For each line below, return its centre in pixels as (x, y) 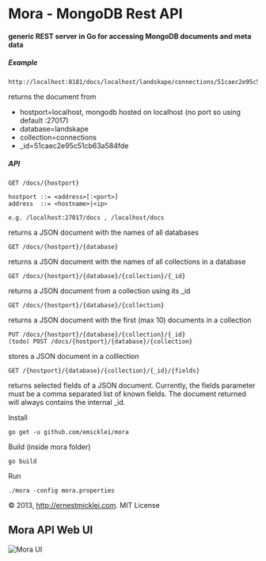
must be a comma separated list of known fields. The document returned (127, 394)
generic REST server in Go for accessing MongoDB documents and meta (130, 36)
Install (18, 418)
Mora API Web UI (51, 530)
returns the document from (52, 97)
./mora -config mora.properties (61, 490)
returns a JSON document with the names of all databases (104, 232)
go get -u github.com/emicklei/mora (68, 432)
